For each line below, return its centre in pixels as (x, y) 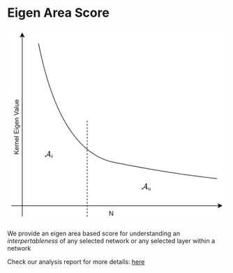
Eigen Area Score (58, 13)
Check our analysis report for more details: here (76, 261)
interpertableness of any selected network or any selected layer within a (111, 241)
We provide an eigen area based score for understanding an (93, 233)
